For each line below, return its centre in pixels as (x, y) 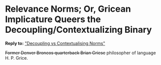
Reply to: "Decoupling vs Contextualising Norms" (55, 43)
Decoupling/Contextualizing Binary (79, 30)
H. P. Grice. (17, 58)
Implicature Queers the (53, 19)
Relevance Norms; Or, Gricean (68, 9)
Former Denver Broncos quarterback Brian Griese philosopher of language (80, 53)
